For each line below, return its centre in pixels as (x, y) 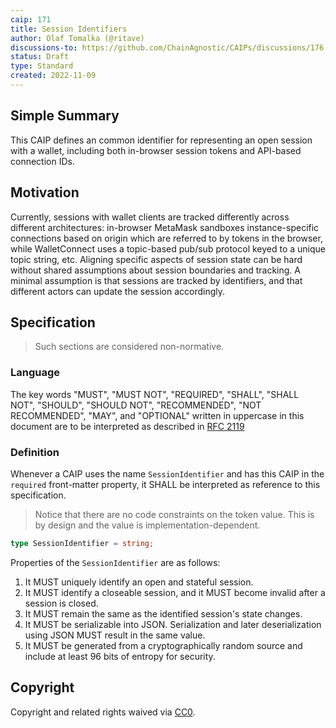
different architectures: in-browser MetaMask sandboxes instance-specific (165, 227)
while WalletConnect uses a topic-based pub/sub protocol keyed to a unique (168, 248)
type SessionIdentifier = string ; (82, 543)
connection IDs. (42, 161)
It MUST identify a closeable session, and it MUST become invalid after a (175, 592)
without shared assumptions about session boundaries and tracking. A (155, 270)
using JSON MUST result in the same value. (115, 635)
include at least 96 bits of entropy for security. (120, 656)
